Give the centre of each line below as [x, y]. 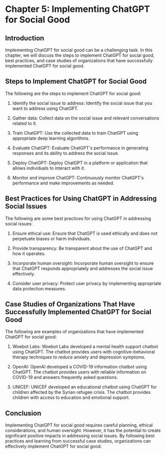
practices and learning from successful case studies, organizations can [78, 441]
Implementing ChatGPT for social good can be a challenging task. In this [79, 50]
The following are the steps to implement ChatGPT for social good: [73, 93]
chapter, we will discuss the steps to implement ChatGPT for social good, [80, 55]
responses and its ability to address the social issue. [66, 153]
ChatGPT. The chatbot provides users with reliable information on [79, 372]
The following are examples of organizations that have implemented [74, 332]
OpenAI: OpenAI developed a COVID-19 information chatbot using [80, 367]
